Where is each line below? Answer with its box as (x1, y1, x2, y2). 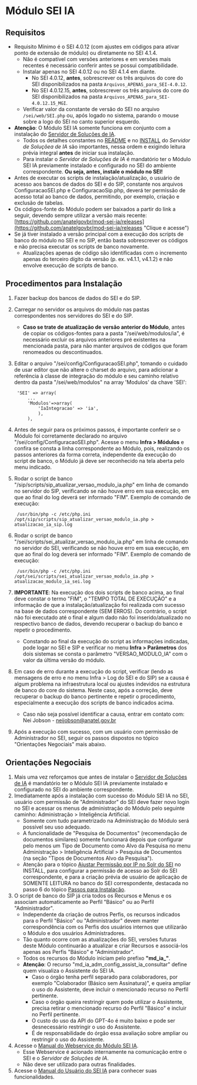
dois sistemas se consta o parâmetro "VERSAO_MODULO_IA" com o (22, 650, 188, 657)
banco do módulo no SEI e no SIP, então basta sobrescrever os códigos (14, 237, 188, 243)
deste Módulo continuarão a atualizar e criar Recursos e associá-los (22, 942, 188, 949)
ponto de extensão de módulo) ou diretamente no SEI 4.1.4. (14, 49, 158, 56)
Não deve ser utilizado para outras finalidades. (22, 1060, 136, 1068)
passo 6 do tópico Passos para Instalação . (22, 886, 126, 893)
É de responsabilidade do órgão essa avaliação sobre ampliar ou (31, 1029, 189, 1036)
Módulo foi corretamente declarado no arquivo (14, 432, 128, 439)
